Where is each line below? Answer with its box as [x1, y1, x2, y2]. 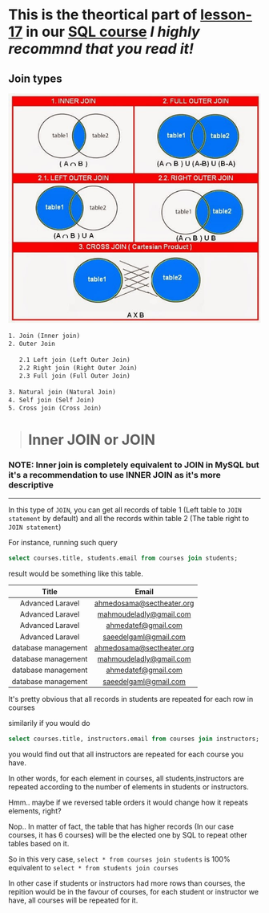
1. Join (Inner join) [8, 332, 81, 340]
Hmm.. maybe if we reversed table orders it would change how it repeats [8, 797, 248, 807]
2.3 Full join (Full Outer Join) [18, 372, 130, 380]
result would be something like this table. [8, 569, 144, 579]
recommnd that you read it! [8, 40, 195, 58]
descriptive [8, 479, 54, 491]
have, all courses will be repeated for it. [8, 895, 139, 905]
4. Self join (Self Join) [8, 396, 94, 404]
